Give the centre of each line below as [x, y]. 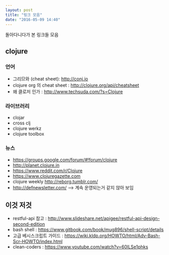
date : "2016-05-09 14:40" [33, 19]
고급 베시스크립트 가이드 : [38, 236]
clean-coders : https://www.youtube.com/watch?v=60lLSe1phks [80, 247]
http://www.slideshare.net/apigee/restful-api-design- [104, 219]
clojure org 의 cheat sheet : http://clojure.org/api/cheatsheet [76, 86]
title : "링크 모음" [24, 15]
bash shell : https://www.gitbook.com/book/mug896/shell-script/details [88, 230]
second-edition [29, 224]
